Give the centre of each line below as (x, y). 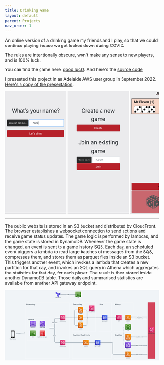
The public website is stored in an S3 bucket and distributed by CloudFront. (81, 226)
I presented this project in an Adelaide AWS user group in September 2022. (81, 79)
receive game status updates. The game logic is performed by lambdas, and (82, 236)
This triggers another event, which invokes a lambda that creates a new (77, 262)
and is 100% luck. (23, 60)
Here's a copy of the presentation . (40, 84)
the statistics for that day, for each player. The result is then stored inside (79, 273)
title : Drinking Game (27, 10)
